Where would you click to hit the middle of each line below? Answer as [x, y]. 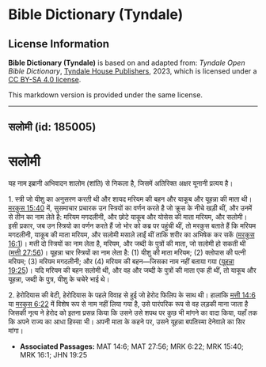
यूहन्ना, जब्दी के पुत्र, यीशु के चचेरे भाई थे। [59, 279]
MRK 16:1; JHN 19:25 [53, 355]
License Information [59, 44]
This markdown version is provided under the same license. [106, 95]
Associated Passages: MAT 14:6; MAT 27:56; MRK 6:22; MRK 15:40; [131, 346]
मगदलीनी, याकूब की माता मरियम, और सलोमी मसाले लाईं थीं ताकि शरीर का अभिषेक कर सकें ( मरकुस [131, 235]
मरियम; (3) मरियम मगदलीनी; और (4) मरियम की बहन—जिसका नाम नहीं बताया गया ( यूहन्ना [122, 262]
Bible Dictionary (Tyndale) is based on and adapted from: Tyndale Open [127, 62]
